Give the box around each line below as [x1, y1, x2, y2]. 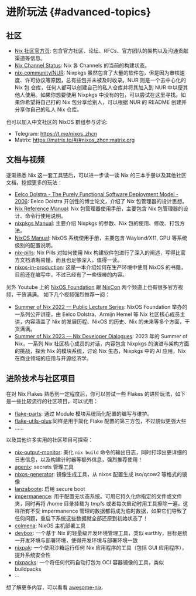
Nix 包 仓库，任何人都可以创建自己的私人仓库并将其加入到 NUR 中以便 [14, 84, 183, 91]
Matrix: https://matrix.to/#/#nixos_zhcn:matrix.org [14, 136, 135, 143]
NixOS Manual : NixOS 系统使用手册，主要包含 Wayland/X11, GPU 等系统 [14, 234, 187, 241]
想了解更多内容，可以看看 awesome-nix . [6, 584, 104, 591]
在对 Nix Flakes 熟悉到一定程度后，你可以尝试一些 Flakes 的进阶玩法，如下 [6, 390, 186, 397]
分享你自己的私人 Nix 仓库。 [14, 106, 82, 113]
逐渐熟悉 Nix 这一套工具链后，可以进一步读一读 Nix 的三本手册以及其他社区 [6, 171, 187, 179]
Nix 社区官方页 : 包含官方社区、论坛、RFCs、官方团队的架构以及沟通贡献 [14, 48, 189, 54]
